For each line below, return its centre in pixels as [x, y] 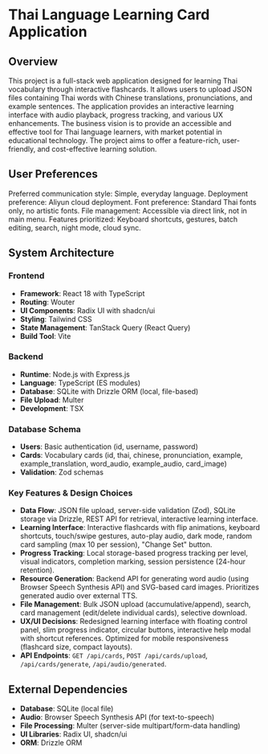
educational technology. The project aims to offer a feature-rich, [114, 141]
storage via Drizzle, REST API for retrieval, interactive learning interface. [139, 519]
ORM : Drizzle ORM [51, 743]
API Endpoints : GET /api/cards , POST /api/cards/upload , [114, 655]
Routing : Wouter [47, 302]
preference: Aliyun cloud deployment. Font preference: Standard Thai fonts [132, 202]
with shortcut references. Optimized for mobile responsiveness [124, 638]
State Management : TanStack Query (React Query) [105, 328]
